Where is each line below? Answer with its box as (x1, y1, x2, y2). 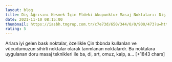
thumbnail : (5, 21, 29, 27)
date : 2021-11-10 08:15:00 (5, 17, 63, 22)
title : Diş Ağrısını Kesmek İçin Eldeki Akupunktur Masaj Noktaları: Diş (5, 12, 166, 17)
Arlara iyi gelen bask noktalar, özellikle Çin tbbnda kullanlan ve (5, 40, 137, 46)
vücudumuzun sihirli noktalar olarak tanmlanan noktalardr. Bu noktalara (5, 46, 155, 52)
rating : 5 (5, 26, 27, 32)
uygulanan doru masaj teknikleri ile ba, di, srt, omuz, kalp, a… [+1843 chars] (5, 51, 165, 57)
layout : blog (5, 7, 33, 13)
